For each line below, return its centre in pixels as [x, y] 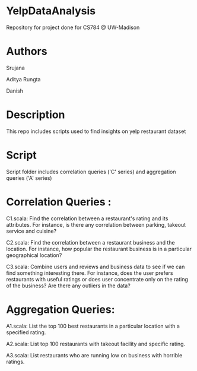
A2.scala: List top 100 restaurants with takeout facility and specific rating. [96, 344]
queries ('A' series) [29, 178]
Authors [27, 51]
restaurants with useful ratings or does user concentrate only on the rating [97, 279]
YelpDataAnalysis [51, 11]
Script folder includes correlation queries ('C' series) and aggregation [91, 172]
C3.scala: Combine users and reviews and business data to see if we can [96, 267]
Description [36, 115]
